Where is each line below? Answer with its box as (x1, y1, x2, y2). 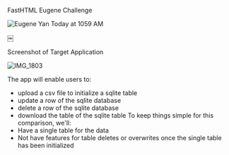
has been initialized (17, 141, 74, 149)
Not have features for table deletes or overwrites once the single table (17, 134, 222, 142)
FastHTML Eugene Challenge (7, 6, 93, 14)
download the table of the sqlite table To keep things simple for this (17, 111, 214, 119)
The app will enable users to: (7, 75, 92, 83)
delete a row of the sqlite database (17, 104, 119, 112)
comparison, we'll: (17, 119, 72, 127)
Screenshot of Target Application (7, 48, 104, 56)
